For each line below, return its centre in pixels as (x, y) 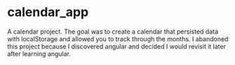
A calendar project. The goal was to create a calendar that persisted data (113, 31)
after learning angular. (39, 54)
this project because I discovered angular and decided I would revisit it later (117, 46)
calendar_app (48, 12)
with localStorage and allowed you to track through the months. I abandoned (118, 38)
